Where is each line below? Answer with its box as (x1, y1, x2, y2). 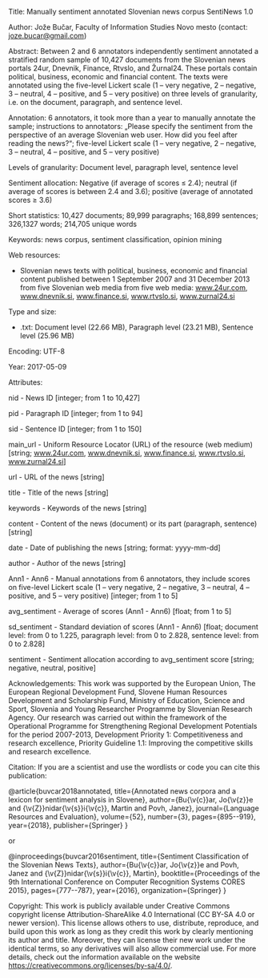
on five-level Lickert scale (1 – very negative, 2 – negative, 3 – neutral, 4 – (8, 583, 250, 592)
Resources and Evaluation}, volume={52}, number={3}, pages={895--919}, (8, 812, 256, 821)
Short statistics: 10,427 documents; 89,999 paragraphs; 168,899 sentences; (8, 211, 258, 220)
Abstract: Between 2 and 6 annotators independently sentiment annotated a (8, 46, 258, 55)
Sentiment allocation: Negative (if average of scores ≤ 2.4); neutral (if (8, 178, 238, 188)
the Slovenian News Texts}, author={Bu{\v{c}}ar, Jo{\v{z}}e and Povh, (8, 860, 240, 869)
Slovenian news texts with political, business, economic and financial (19, 266, 248, 275)
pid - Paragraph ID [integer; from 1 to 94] (8, 409, 143, 418)
